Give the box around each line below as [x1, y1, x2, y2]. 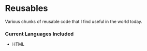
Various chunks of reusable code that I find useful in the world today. [5, 19, 143, 24]
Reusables [5, 3, 48, 14]
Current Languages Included [5, 31, 74, 37]
